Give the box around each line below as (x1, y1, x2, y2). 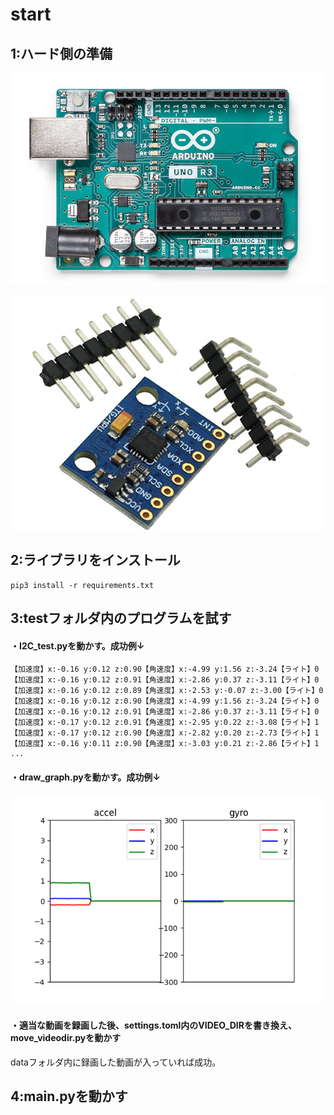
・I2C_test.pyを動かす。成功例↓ (10, 639, 145, 652)
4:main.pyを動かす (10, 1088, 128, 1105)
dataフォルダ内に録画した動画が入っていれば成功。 (10, 1056, 222, 1068)
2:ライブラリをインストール (10, 552, 181, 569)
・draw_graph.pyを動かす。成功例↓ (10, 771, 162, 783)
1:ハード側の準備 (10, 45, 113, 62)
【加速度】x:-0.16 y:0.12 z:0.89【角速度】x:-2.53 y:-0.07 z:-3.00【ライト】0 (10, 686, 324, 696)
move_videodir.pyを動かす (10, 1032, 122, 1044)
